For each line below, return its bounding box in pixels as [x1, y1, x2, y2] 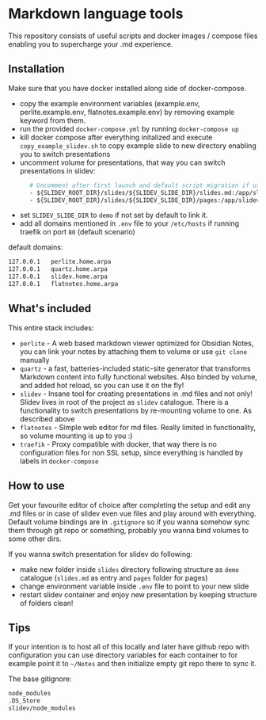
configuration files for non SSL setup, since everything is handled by [19, 448, 244, 457]
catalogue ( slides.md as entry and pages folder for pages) [19, 573, 208, 582]
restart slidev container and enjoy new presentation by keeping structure [19, 589, 257, 599]
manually [19, 355, 50, 364]
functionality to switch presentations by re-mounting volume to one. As [19, 406, 252, 415]
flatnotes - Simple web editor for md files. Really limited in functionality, [19, 422, 256, 432]
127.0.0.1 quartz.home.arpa [8, 265, 108, 273]
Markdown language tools [8, 5, 184, 23]
